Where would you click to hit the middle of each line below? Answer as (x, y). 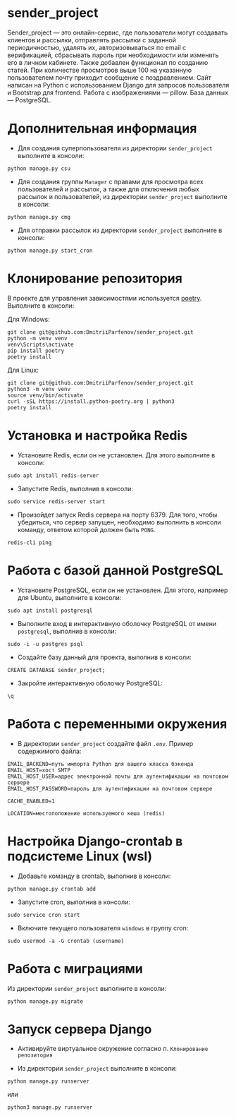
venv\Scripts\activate (41, 344)
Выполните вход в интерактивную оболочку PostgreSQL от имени (117, 623)
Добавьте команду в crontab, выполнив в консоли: (94, 876)
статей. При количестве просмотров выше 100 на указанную (100, 70)
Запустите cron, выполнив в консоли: (74, 902)
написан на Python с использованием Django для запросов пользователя (118, 85)
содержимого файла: (49, 751)
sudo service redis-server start (56, 501)
